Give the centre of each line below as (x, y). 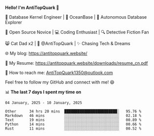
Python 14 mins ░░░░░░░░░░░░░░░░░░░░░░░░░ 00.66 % (73, 124)
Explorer (13, 22)
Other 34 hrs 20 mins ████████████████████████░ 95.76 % (73, 111)
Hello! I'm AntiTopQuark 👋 (32, 8)
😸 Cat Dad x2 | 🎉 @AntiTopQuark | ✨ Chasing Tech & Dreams (68, 43)
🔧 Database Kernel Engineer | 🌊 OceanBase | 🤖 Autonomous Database (76, 17)
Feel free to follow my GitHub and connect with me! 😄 (60, 82)
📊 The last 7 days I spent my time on (43, 92)
